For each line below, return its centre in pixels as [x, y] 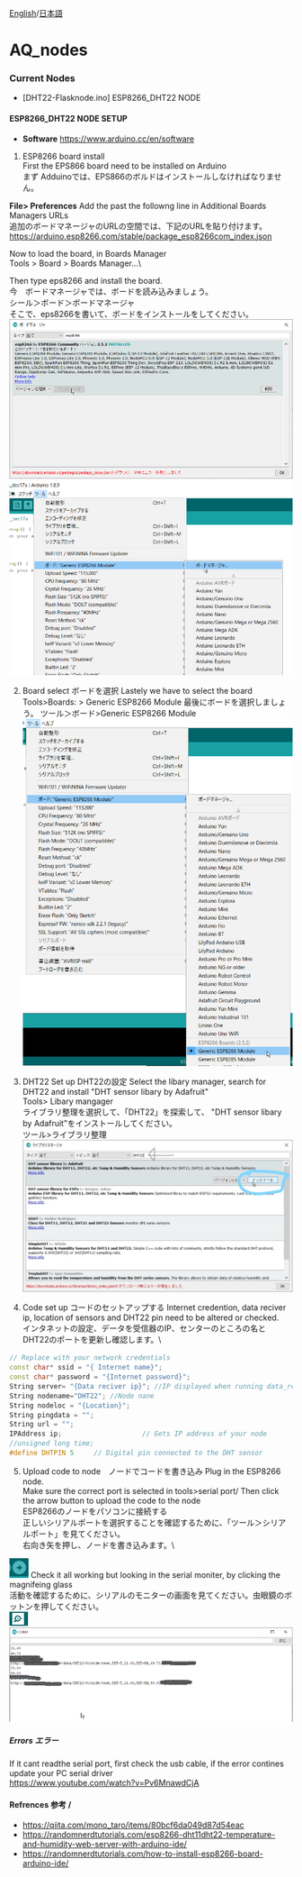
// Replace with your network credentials [90, 1358]
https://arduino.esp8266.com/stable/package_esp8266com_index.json [141, 236]
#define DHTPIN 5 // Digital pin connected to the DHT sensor [136, 1453]
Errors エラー [34, 1740]
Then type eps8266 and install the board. [86, 280]
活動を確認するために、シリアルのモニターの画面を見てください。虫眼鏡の [147, 1595]
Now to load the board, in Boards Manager [88, 253]
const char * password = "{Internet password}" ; [100, 1377]
